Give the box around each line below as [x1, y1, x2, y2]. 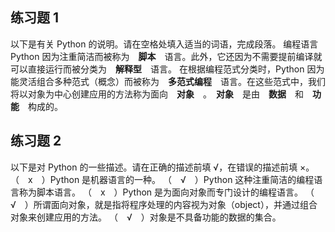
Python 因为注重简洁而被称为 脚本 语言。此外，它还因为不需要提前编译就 [10, 50, 323, 62]
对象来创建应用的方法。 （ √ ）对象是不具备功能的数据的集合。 [10, 211, 282, 223]
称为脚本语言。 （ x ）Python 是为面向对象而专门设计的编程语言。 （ [18, 186, 315, 198]
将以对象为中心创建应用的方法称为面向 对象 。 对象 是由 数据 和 [10, 88, 304, 100]
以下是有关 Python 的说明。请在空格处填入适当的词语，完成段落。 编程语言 [10, 38, 319, 50]
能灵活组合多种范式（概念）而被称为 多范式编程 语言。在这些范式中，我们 [10, 75, 326, 87]
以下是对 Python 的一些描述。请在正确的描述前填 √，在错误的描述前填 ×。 [10, 161, 315, 173]
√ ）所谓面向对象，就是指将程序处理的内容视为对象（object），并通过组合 [10, 198, 318, 210]
